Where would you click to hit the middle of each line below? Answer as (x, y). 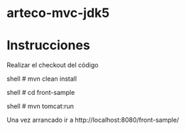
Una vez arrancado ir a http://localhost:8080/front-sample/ (93, 120)
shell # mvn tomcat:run (40, 106)
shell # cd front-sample (41, 93)
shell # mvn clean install (42, 79)
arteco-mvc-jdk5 (58, 13)
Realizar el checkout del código (53, 65)
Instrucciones (48, 46)
